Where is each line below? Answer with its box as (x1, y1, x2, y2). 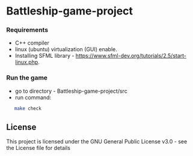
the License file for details (6, 145, 71, 152)
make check (14, 105, 42, 111)
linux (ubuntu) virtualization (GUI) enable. (14, 46, 117, 53)
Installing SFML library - (14, 52, 75, 60)
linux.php (14, 58, 38, 66)
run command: (14, 93, 52, 101)
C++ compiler (14, 39, 49, 46)
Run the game (6, 73, 48, 82)
